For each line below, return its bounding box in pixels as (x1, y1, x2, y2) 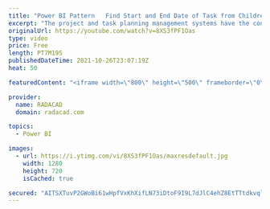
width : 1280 (22, 159, 63, 167)
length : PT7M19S (8, 49, 63, 57)
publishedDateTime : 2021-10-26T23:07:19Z (8, 57, 149, 65)
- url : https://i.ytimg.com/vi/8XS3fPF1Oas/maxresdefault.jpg (15, 152, 228, 160)
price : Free (8, 42, 48, 50)
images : (8, 145, 35, 153)
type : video (8, 34, 48, 43)
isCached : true (22, 174, 74, 182)
